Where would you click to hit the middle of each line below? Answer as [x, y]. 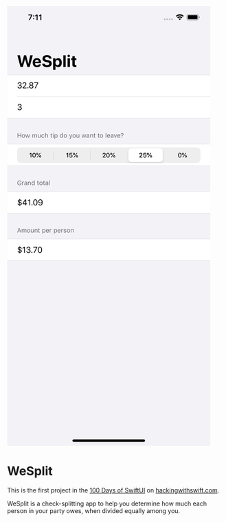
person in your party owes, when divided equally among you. [94, 510]
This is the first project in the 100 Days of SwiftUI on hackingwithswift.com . [113, 490]
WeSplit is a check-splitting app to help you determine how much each [107, 503]
